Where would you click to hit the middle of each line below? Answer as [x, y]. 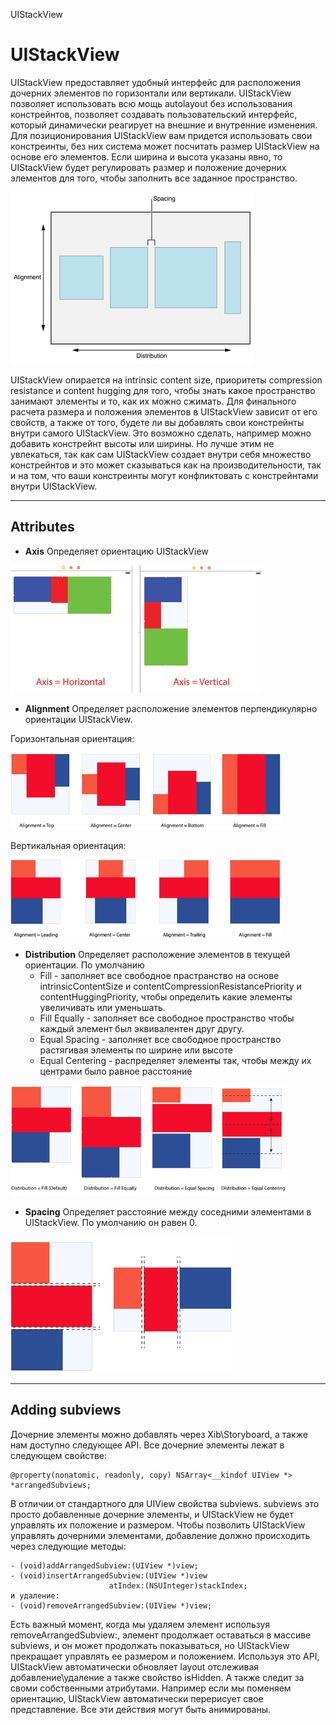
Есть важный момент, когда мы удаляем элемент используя [140, 1624]
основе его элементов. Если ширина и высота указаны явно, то [146, 156]
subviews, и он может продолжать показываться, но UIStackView [150, 1645]
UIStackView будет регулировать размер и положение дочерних [148, 167]
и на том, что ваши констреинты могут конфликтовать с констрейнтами [164, 475]
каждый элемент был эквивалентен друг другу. [142, 1028]
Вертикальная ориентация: [68, 845]
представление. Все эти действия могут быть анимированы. [141, 1709]
